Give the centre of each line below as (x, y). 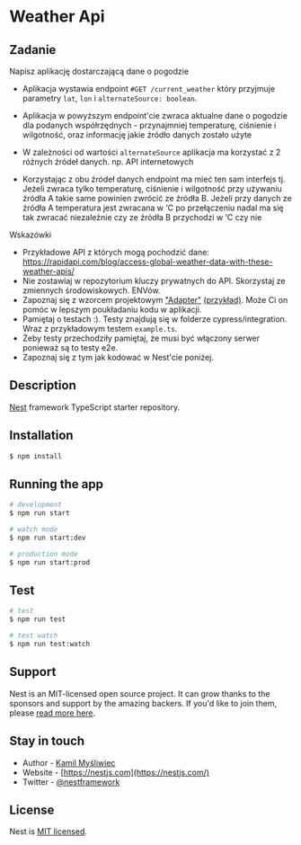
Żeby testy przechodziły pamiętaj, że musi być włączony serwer (141, 338)
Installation (41, 436)
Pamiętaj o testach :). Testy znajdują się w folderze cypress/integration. (155, 319)
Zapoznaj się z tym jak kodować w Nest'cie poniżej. (118, 357)
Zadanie (33, 50)
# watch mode (34, 529)
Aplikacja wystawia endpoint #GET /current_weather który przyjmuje (149, 89)
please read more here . (53, 713)
